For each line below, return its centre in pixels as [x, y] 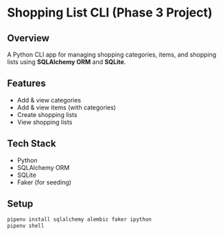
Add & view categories [49, 100]
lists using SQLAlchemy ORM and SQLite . [67, 62]
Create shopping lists [47, 114]
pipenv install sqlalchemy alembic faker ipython [80, 219]
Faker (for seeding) [44, 182]
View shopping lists [45, 122]
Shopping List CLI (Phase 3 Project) [110, 13]
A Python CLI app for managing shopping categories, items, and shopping [112, 54]
